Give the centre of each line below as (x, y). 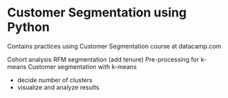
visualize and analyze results (58, 87)
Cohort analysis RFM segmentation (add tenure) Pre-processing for (103, 59)
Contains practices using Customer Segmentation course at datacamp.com (114, 46)
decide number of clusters (55, 79)
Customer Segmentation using (97, 13)
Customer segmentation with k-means (82, 66)
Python (28, 27)
